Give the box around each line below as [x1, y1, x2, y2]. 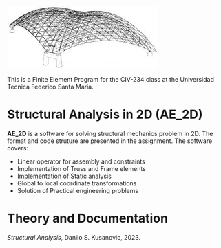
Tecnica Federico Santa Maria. [7, 82, 94, 91]
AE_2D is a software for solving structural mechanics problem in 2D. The [7, 129, 213, 137]
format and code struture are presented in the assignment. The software [7, 137, 213, 145]
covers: [7, 144, 29, 152]
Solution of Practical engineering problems [17, 186, 139, 194]
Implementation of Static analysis [17, 172, 112, 180]
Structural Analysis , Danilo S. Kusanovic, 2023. [7, 233, 141, 241]
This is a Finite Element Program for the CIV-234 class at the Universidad [7, 76, 215, 83]
